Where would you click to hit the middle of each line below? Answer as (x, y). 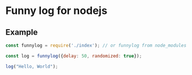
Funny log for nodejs (56, 11)
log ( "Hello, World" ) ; (32, 66)
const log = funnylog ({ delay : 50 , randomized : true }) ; (74, 56)
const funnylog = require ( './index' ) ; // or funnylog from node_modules (96, 45)
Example (22, 32)
